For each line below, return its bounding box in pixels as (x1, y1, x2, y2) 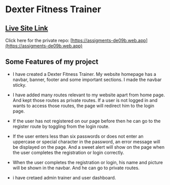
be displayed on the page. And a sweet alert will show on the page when (12, 144, 165, 150)
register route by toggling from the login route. (12, 123, 110, 129)
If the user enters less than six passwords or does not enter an (12, 133, 144, 139)
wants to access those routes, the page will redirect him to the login (12, 102, 155, 109)
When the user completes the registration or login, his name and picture (12, 159, 163, 165)
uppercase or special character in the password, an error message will (12, 139, 161, 145)
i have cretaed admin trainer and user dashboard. (12, 174, 116, 180)
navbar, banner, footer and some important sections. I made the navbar (12, 76, 162, 83)
